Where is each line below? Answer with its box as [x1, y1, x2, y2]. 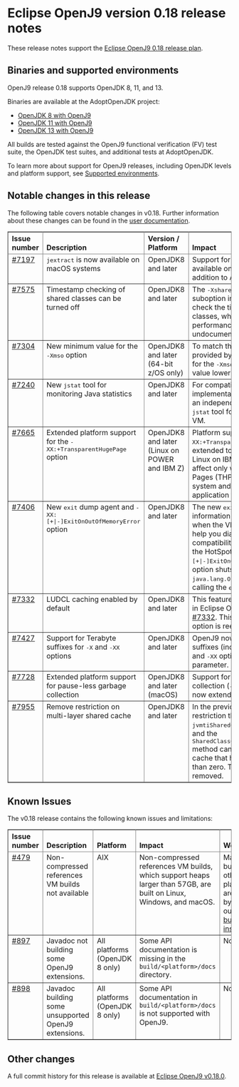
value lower [191, 367, 231, 377]
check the [191, 302, 225, 312]
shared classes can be [46, 293, 122, 303]
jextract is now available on [46, 255, 140, 265]
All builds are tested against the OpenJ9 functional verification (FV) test [7, 140, 218, 148]
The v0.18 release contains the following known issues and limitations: [7, 815, 213, 823]
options [46, 650, 72, 660]
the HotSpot [191, 546, 233, 556]
